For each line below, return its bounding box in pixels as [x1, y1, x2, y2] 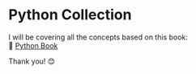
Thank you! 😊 [8, 56, 55, 66]
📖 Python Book [8, 40, 58, 50]
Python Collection [8, 6, 132, 24]
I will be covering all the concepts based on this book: [8, 32, 188, 42]
